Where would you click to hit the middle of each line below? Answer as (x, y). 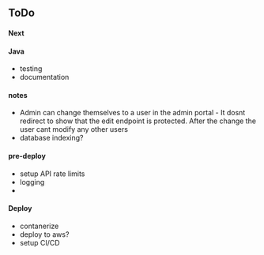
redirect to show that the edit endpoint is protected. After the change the (138, 121)
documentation (44, 77)
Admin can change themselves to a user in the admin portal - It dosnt (132, 113)
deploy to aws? (44, 234)
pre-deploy (27, 156)
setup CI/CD (40, 242)
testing (31, 69)
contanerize (39, 226)
